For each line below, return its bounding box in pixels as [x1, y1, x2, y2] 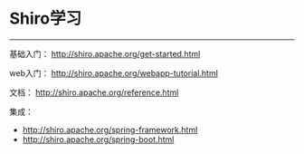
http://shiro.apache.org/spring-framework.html [22, 124, 198, 135]
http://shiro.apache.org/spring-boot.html [22, 133, 175, 145]
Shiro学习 [9, 8, 82, 29]
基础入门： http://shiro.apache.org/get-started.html [9, 48, 201, 59]
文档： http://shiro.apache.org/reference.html [9, 87, 179, 98]
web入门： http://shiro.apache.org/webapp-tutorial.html [9, 67, 219, 78]
